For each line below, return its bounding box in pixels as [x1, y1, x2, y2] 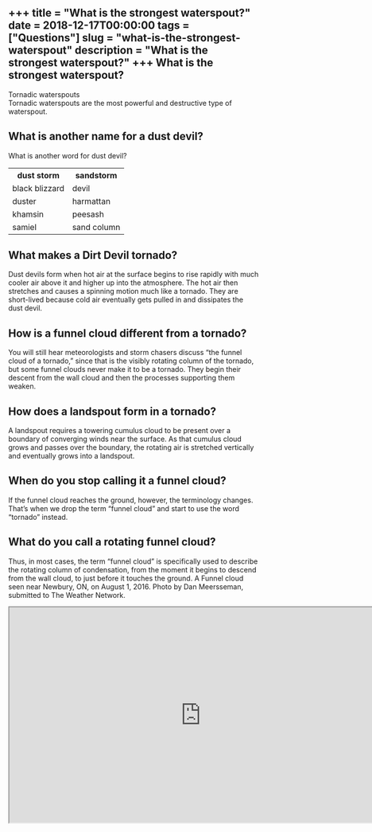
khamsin [12, 209, 45, 220]
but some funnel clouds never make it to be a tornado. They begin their [8, 365, 241, 374]
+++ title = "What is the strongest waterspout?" [8, 6, 251, 20]
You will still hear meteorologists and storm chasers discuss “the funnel [8, 348, 242, 357]
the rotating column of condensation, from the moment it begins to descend [8, 564, 257, 574]
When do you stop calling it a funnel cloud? [8, 474, 227, 488]
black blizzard [12, 182, 65, 193]
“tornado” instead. [8, 512, 68, 521]
